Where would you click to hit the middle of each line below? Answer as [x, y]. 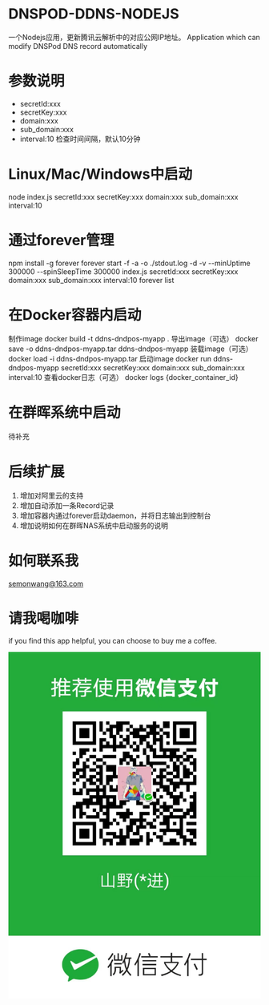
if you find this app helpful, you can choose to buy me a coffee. [113, 641]
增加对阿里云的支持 [52, 495]
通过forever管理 [61, 240]
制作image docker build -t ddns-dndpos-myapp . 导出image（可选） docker [133, 338]
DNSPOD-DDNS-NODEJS [94, 14]
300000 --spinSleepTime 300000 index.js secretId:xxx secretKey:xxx [123, 271]
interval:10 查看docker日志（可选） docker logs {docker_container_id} [123, 377]
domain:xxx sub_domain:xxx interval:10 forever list [91, 280]
